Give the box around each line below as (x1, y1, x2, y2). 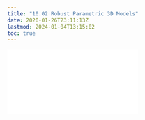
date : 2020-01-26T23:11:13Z (7, 17, 89, 24)
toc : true (7, 29, 36, 37)
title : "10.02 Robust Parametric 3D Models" (7, 10, 139, 17)
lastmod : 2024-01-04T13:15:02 (7, 23, 96, 30)
